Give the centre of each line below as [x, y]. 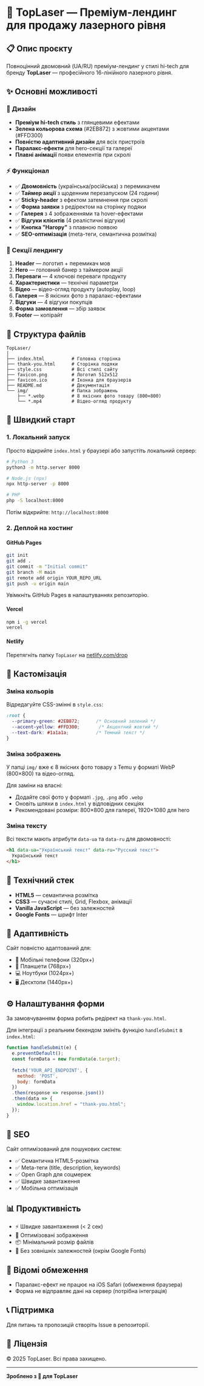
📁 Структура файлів [46, 334]
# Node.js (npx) [27, 478]
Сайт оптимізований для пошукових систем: [64, 1149]
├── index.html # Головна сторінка [63, 359]
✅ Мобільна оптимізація [46, 1188]
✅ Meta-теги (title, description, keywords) [68, 1168]
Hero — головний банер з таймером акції [69, 270]
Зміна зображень [34, 754]
